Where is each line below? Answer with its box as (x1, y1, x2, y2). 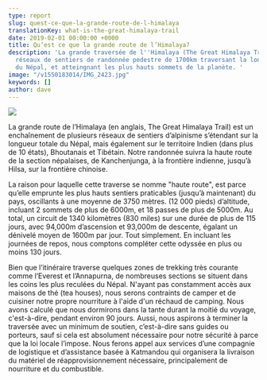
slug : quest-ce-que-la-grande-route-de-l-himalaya (8, 19, 180, 27)
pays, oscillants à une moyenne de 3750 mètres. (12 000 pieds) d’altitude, (8, 196, 250, 207)
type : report (8, 11, 52, 20)
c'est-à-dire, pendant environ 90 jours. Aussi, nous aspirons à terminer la (8, 313, 249, 323)
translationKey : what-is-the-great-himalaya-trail (8, 26, 180, 34)
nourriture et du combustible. (8, 364, 104, 374)
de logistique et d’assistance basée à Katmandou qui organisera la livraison (8, 347, 255, 357)
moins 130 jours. (8, 247, 62, 257)
